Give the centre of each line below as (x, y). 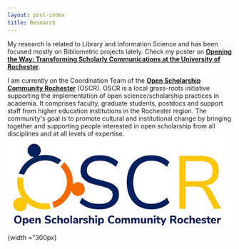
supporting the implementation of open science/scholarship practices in (113, 96)
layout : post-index (36, 15)
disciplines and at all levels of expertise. (66, 133)
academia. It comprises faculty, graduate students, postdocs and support (115, 103)
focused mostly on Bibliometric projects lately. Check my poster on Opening (119, 51)
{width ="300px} (32, 237)
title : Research (31, 22)
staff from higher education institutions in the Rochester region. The (107, 111)
